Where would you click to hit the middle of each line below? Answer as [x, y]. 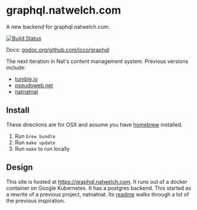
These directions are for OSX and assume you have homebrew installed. [94, 125]
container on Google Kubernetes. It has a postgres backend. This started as [99, 188]
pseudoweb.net [34, 85]
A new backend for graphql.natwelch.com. [58, 27]
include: [16, 67]
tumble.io [26, 79]
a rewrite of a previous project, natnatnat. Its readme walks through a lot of [98, 194]
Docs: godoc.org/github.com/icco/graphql [58, 50]
